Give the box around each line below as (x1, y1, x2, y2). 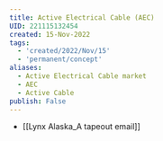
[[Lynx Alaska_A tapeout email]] (22, 121, 141, 132)
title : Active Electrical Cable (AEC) (9, 13, 155, 22)
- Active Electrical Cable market (17, 72, 147, 81)
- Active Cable (17, 88, 75, 97)
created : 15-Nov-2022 (9, 30, 91, 39)
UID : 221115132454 (9, 22, 78, 31)
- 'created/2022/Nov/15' (17, 47, 111, 56)
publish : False (9, 96, 67, 106)
